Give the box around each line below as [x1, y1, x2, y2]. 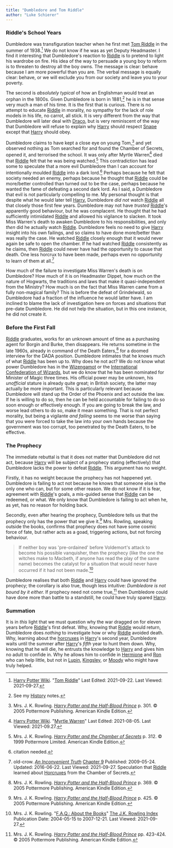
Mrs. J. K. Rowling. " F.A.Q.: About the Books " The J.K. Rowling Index [13, 810, 158, 816]
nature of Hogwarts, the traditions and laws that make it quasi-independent [6, 278, 165, 285]
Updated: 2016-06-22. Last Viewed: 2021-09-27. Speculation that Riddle [13, 764, 167, 770]
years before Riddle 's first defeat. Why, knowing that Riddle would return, [6, 624, 161, 630]
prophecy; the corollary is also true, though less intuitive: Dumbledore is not [6, 582, 166, 588]
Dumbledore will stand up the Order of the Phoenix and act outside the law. [6, 391, 165, 397]
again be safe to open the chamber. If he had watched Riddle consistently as [6, 240, 168, 246]
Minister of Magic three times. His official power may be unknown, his [6, 375, 153, 381]
